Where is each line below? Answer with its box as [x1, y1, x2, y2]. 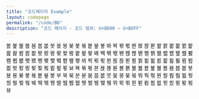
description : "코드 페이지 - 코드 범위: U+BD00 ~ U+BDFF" [6, 25, 142, 31]
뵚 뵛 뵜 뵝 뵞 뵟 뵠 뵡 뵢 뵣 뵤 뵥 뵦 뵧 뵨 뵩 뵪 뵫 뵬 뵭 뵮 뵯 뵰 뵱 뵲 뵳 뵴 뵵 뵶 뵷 [6, 65, 193, 72]
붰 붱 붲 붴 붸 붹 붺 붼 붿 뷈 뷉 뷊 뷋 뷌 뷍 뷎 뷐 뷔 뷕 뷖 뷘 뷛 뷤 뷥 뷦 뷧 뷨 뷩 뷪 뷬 [6, 79, 193, 87]
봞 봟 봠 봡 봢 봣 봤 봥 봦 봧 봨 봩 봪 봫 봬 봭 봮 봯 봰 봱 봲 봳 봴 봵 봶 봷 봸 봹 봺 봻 [6, 50, 193, 57]
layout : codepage [6, 14, 49, 20]
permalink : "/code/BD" [6, 20, 63, 25]
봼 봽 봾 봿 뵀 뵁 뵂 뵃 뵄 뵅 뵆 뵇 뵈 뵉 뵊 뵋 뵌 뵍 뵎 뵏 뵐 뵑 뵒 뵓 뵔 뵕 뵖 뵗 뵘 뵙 [6, 57, 193, 64]
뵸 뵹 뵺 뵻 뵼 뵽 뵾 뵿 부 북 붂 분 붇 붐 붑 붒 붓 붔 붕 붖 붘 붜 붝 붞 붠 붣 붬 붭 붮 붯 [6, 72, 193, 79]
